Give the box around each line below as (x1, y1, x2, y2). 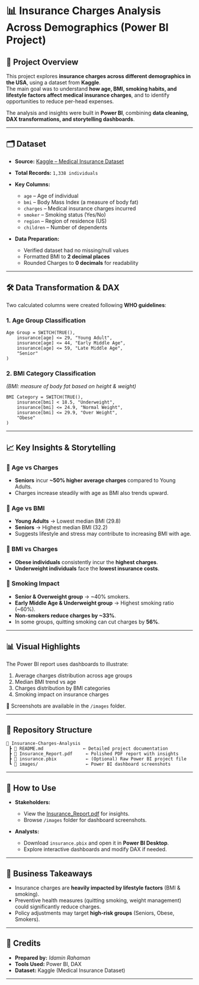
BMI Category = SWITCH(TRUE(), (6, 394, 84, 400)
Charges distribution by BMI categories (14, 685, 111, 692)
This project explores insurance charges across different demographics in (6, 73, 191, 79)
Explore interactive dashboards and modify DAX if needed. (23, 846, 167, 853)
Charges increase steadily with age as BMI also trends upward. (14, 489, 169, 496)
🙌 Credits (6, 938, 41, 948)
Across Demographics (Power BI (6, 21, 169, 34)
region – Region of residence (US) (23, 217, 107, 225)
